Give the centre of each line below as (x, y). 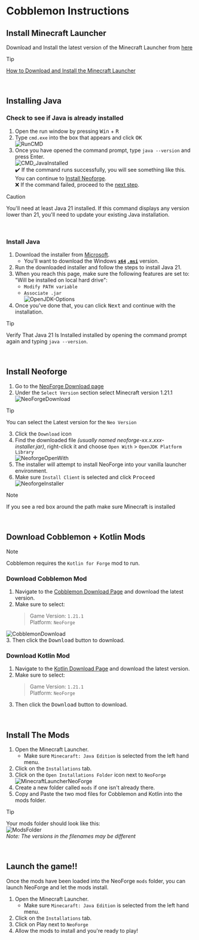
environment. (31, 470)
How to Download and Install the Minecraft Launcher (71, 71)
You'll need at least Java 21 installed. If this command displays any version (98, 208)
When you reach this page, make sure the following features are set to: (102, 273)
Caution (16, 196)
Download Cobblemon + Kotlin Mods (76, 537)
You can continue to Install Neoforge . (60, 178)
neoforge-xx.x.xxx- (140, 440)
